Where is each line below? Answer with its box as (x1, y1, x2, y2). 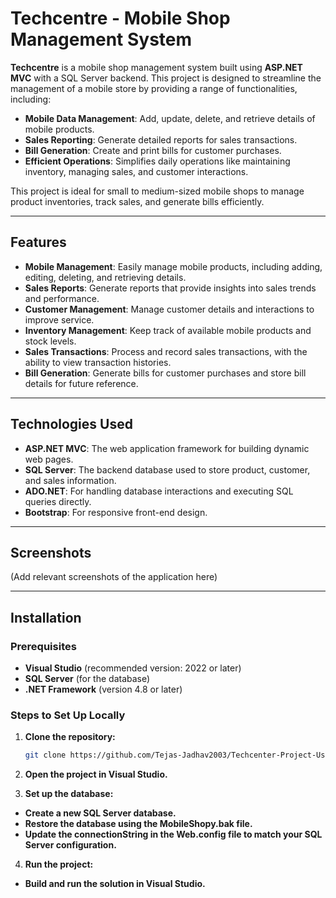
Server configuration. (24, 839, 117, 851)
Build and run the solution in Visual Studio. (24, 878, 206, 890)
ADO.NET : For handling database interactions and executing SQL (24, 485, 294, 497)
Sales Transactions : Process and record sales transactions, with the (24, 345, 308, 357)
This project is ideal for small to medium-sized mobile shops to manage (10, 185, 305, 197)
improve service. (24, 313, 95, 326)
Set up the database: (24, 788, 114, 800)
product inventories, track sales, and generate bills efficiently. (10, 195, 265, 207)
